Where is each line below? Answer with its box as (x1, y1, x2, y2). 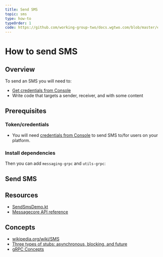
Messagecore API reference (12, 209, 68, 215)
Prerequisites (5, 107, 47, 115)
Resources (5, 191, 38, 199)
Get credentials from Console (12, 88, 71, 94)
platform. (12, 137, 31, 143)
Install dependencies (5, 149, 56, 156)
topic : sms (5, 12, 27, 16)
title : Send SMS (5, 7, 38, 12)
